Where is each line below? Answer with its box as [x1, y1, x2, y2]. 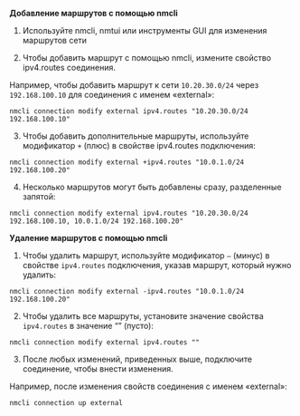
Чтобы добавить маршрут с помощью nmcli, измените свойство [22, 53, 272, 63]
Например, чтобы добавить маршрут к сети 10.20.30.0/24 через [9, 80, 259, 90]
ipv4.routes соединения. [22, 63, 116, 73]
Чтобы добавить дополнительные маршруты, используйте [22, 131, 249, 141]
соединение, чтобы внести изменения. [22, 363, 173, 374]
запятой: [22, 191, 56, 202]
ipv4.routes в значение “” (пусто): [22, 321, 154, 331]
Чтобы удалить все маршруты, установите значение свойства [22, 311, 264, 321]
